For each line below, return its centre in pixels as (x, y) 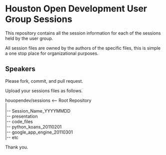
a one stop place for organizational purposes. (52, 53)
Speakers (20, 69)
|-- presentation (22, 116)
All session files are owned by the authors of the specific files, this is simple (83, 48)
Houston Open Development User (76, 9)
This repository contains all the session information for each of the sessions (83, 33)
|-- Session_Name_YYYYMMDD (38, 111)
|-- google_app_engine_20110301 (39, 132)
